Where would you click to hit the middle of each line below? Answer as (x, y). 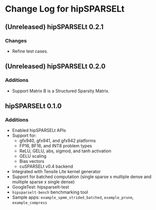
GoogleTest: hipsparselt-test (41, 187)
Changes (16, 41)
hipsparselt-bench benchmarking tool (50, 192)
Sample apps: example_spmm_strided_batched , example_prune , (73, 197)
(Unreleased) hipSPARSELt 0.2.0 (55, 66)
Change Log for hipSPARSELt (65, 9)
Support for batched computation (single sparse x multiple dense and (82, 177)
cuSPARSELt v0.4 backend (46, 166)
